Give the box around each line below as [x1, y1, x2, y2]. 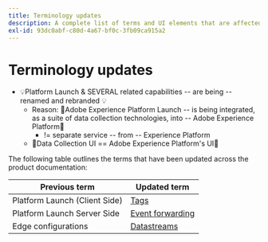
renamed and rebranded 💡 [19, 96, 107, 106]
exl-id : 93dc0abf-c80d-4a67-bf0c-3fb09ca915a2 [8, 26, 166, 34]
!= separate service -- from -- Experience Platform [43, 131, 211, 140]
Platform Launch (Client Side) [12, 195, 123, 206]
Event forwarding [130, 208, 195, 219]
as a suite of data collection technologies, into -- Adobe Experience [31, 113, 254, 123]
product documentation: [8, 162, 88, 172]
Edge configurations [12, 221, 89, 232]
